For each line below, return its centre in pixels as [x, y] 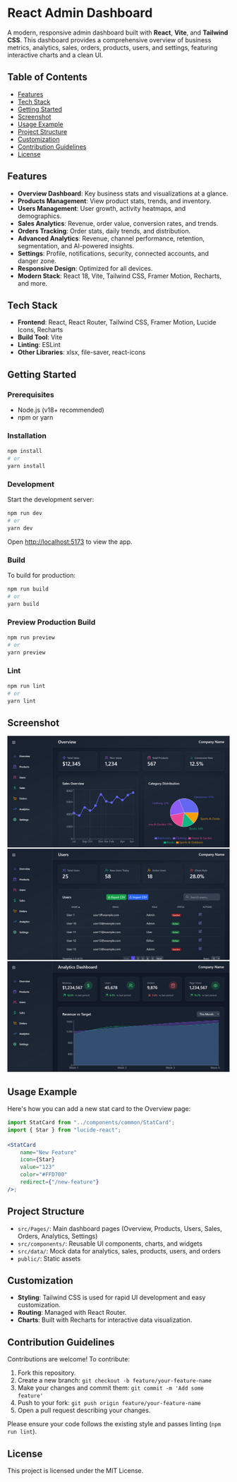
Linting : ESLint [39, 345]
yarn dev [20, 528]
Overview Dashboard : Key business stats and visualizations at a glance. [123, 193]
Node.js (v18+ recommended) [61, 410]
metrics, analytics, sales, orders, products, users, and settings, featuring [113, 47]
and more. [32, 283]
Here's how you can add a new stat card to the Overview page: [99, 1109]
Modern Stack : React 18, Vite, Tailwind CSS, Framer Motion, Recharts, [120, 276]
